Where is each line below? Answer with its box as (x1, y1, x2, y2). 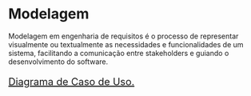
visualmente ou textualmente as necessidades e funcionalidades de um (8, 39, 244, 49)
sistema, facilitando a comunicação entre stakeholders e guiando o (8, 48, 229, 58)
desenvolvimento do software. (8, 57, 109, 66)
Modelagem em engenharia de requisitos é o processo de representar (8, 31, 239, 41)
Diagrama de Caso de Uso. (8, 75, 135, 88)
